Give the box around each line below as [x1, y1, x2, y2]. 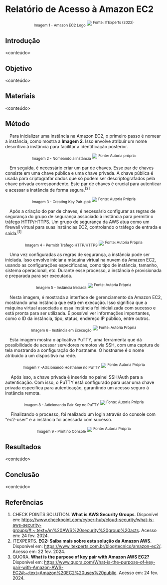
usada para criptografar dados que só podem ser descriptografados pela [5, 176, 156, 182]
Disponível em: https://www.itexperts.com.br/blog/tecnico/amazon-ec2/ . [12, 543, 162, 550]
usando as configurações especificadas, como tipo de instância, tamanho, [5, 262, 159, 268]
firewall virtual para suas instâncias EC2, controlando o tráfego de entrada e [5, 224, 162, 230]
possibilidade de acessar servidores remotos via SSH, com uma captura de [5, 342, 160, 348]
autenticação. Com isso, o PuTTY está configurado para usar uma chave [5, 379, 155, 385]
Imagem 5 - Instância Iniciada [36, 286, 87, 291]
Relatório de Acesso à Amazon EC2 [5, 3, 154, 15]
